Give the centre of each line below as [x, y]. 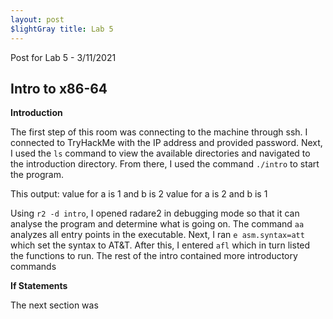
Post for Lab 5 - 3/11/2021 [63, 57]
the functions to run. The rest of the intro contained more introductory [154, 256]
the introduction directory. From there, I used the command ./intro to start [165, 164]
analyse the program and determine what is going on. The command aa [157, 224]
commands [33, 267]
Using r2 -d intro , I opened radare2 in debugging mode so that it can [155, 213]
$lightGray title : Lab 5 [62, 29]
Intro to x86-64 [59, 88]
